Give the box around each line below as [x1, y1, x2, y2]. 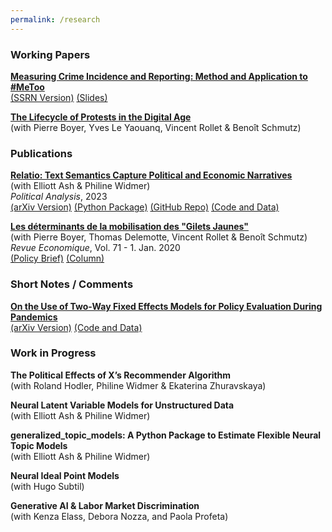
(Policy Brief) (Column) [10, 252, 105, 265]
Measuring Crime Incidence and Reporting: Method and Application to [10, 70, 308, 82]
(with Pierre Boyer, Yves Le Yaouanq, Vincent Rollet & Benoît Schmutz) [10, 121, 302, 133]
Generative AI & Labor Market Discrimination [10, 499, 200, 511]
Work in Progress [10, 346, 97, 360]
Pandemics [10, 311, 58, 323]
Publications [10, 146, 73, 160]
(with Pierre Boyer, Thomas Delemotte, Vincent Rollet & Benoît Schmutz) [10, 231, 308, 243]
